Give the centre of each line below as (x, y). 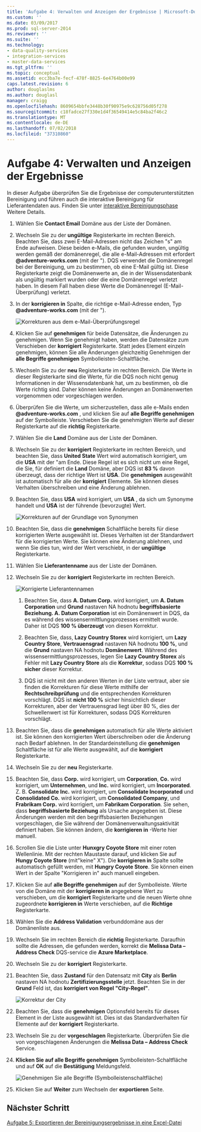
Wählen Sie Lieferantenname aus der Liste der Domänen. (86, 565)
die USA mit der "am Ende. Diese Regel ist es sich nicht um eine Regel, (102, 462)
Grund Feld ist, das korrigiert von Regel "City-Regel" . (82, 988)
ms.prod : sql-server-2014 (39, 28)
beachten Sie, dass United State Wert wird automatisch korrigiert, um (101, 455)
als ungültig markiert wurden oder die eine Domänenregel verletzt (96, 279)
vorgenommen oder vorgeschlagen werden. (69, 396)
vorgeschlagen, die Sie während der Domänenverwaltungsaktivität (97, 823)
